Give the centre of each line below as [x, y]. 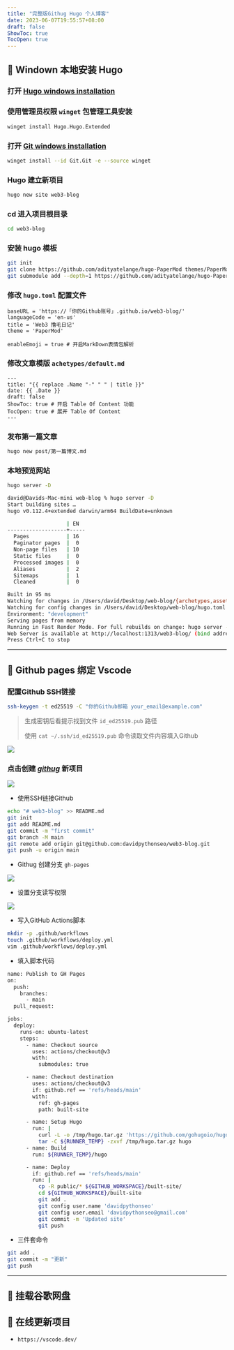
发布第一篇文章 [32, 436]
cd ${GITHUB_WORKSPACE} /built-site [89, 1193]
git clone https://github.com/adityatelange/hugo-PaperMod [95, 269]
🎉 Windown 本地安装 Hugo [65, 69]
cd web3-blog [26, 229]
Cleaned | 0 [46, 582]
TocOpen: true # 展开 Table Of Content [64, 411]
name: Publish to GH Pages [46, 974]
